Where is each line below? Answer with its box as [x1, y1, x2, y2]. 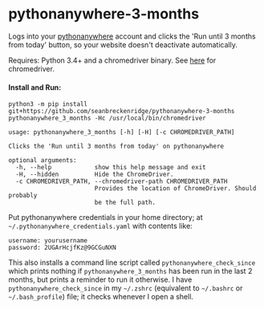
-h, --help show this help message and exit [15, 164, 206, 172]
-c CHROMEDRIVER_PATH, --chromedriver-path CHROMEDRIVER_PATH [15, 177, 228, 185]
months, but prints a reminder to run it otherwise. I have [8, 274, 193, 285]
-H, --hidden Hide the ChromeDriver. [15, 170, 174, 179]
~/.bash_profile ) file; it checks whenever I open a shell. [8, 292, 194, 302]
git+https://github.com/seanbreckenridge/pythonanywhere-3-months [8, 108, 235, 116]
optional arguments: [8, 157, 78, 165]
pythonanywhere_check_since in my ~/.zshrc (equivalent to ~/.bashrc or [8, 283, 243, 293]
